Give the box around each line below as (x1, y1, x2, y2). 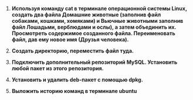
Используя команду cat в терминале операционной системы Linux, (11, 5, 187, 12)
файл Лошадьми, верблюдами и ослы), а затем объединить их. (11, 23, 177, 30)
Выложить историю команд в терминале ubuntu (11, 88, 137, 94)
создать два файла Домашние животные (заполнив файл (11, 11, 161, 18)
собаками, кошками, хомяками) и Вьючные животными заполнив (11, 18, 184, 24)
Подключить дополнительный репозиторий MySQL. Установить (11, 58, 178, 65)
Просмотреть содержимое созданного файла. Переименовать (11, 30, 175, 37)
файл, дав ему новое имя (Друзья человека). (11, 36, 129, 43)
